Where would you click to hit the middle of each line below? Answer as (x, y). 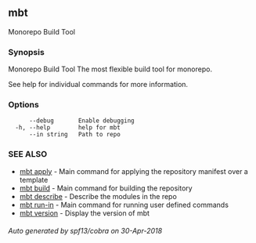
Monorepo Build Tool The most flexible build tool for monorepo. (110, 69)
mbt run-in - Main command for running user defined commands (124, 205)
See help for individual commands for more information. (98, 85)
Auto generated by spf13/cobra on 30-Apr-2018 (85, 231)
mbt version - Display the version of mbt (85, 213)
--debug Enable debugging (81, 121)
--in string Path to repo (75, 135)
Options (23, 105)
